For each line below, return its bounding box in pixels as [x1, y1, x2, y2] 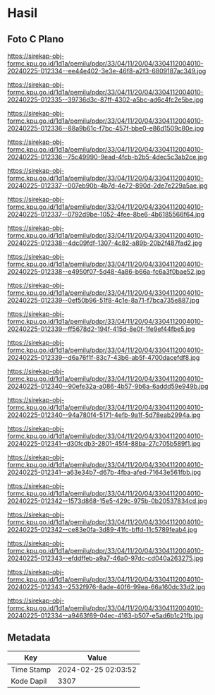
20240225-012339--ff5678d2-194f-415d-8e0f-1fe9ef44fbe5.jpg [7, 325, 195, 333]
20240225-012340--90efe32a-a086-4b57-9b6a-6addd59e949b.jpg [7, 382, 209, 390]
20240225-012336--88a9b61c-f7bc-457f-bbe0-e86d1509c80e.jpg [7, 124, 204, 132]
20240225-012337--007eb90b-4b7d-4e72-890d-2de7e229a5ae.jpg [7, 181, 208, 190]
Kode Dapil [11, 676, 47, 686]
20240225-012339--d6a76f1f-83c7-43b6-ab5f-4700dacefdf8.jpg [7, 353, 200, 361]
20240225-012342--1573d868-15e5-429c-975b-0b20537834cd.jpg [7, 497, 207, 505]
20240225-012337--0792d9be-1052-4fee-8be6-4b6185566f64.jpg [7, 210, 205, 218]
